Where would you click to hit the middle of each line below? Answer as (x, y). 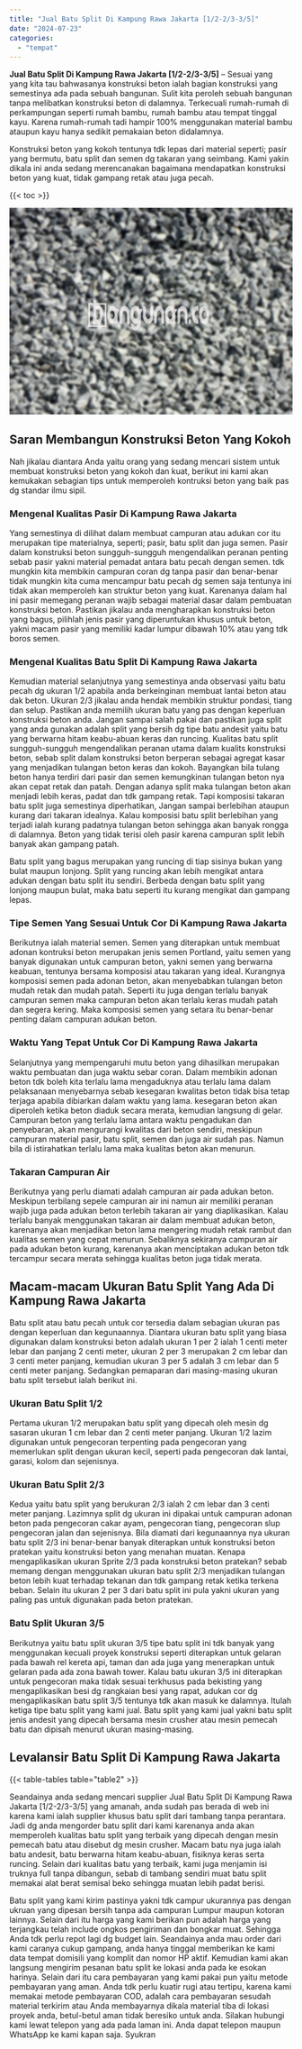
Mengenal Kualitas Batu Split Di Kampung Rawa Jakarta (133, 661)
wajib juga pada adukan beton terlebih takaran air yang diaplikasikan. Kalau (149, 1211)
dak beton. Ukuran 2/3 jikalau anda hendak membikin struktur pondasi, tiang (151, 701)
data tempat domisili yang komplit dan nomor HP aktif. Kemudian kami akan (149, 1958)
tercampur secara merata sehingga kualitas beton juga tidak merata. (136, 1259)
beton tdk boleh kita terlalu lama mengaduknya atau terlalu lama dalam (140, 1081)
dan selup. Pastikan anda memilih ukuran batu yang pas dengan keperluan (147, 710)
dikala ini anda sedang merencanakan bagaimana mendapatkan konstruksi (147, 168)
